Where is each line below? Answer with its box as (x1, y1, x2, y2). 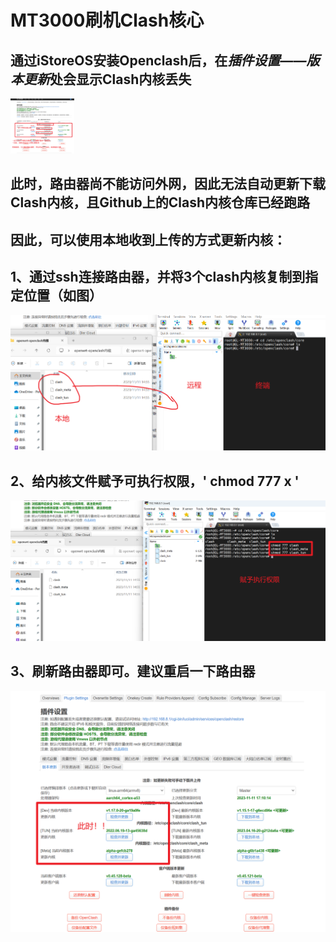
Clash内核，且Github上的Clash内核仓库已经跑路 (10, 194, 311, 211)
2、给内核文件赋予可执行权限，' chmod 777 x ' (10, 472, 300, 490)
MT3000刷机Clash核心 (10, 9, 205, 32)
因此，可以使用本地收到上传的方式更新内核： (10, 231, 287, 248)
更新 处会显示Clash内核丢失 (23, 71, 192, 88)
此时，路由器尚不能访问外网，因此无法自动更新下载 (10, 176, 326, 193)
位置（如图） (23, 287, 103, 304)
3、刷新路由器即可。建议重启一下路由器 (10, 663, 256, 680)
